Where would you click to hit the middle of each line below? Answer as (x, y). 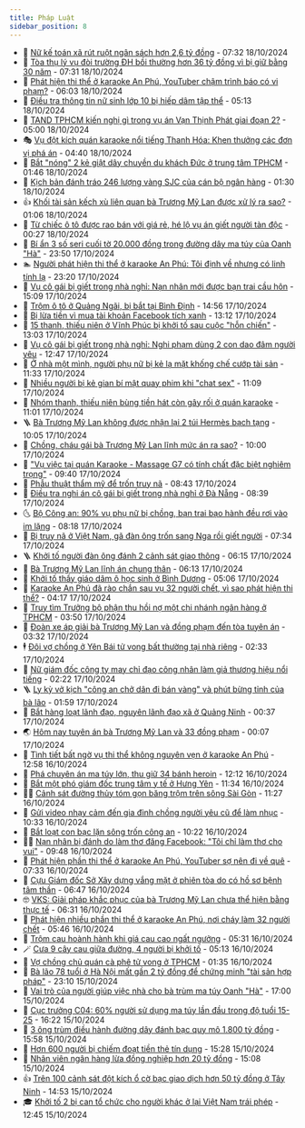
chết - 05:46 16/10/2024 (68, 929)
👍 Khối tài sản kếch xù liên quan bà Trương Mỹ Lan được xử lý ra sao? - (157, 202)
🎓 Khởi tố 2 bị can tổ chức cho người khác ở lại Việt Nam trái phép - (151, 1102)
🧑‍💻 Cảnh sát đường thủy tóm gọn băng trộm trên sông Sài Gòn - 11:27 (152, 793)
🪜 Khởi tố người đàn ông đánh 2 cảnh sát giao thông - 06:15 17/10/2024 (157, 555)
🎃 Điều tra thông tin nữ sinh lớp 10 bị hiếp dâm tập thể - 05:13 (137, 100)
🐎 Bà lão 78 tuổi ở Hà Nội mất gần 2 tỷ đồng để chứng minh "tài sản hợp (157, 971)
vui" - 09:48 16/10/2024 (68, 851)
